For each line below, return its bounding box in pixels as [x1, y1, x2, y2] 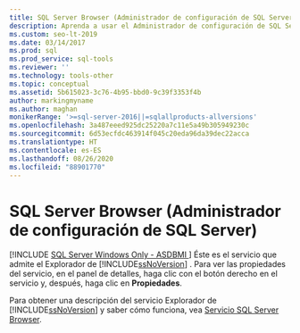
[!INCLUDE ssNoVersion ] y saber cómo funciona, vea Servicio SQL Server [9, 304, 279, 315]
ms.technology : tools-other [9, 71, 114, 80]
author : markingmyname [9, 96, 94, 105]
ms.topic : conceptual [9, 79, 90, 88]
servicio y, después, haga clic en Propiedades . [9, 278, 183, 288]
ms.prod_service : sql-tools [9, 54, 114, 63]
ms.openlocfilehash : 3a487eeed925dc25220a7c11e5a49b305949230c [9, 121, 250, 130]
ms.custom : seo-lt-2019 [9, 29, 98, 38]
